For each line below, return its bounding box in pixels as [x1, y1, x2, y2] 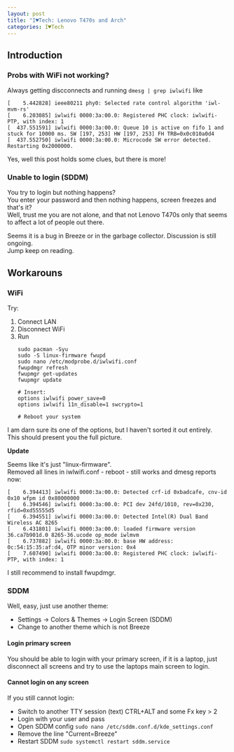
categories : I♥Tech [7, 23, 64, 30]
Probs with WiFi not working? [7, 70, 110, 80]
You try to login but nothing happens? [7, 189, 116, 197]
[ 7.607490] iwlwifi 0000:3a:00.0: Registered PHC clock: [7, 550, 190, 557]
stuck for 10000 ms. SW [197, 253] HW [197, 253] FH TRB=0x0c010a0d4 [7, 130, 215, 137]
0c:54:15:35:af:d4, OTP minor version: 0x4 [7, 544, 137, 551]
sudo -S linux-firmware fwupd [17, 352, 106, 360]
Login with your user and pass [17, 714, 105, 723]
